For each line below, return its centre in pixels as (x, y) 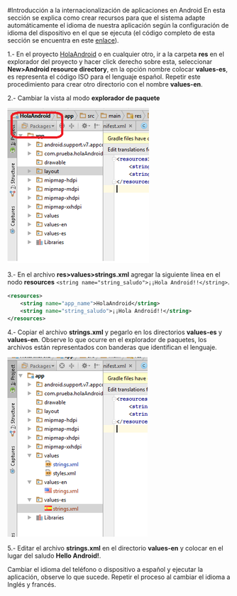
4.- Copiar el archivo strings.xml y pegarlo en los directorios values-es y (115, 332)
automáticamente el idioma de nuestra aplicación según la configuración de (118, 25)
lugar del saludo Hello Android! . (54, 556)
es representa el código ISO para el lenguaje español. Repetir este (104, 77)
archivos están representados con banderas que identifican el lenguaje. (112, 347)
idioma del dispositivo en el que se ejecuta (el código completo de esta (111, 33)
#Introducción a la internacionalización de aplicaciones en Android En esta (116, 10)
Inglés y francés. (32, 584)
